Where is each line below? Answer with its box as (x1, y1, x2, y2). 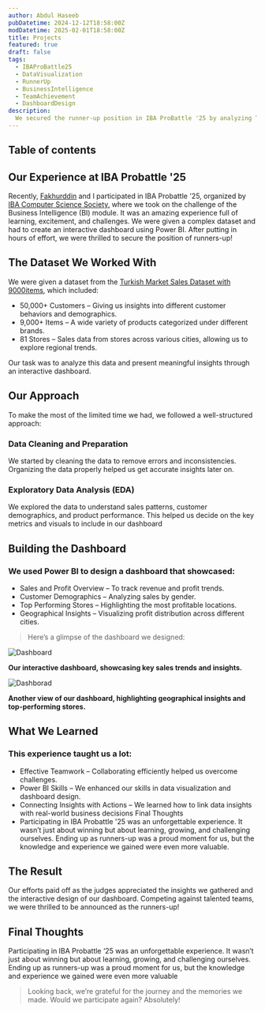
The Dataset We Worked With (8, 256, 157, 269)
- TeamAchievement (15, 92, 77, 100)
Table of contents (8, 144, 96, 157)
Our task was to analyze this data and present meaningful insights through (8, 358, 250, 367)
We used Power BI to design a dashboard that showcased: (8, 565, 235, 576)
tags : (8, 56, 26, 64)
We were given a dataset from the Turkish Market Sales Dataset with (8, 277, 231, 287)
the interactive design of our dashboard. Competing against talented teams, (8, 894, 255, 904)
